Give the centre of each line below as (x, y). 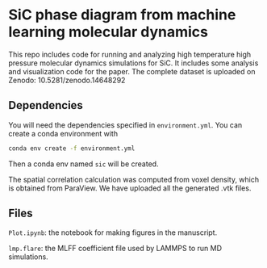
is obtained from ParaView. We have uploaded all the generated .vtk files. (130, 188)
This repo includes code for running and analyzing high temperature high (130, 54)
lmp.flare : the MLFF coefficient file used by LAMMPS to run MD (115, 249)
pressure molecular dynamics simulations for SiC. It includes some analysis (133, 63)
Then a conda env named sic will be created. (83, 164)
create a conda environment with (63, 133)
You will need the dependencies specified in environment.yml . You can (125, 125)
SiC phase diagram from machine (122, 15)
